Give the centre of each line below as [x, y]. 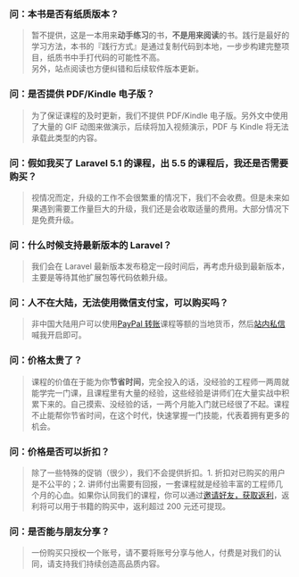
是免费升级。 [54, 220]
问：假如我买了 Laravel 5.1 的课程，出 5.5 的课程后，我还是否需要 [149, 163]
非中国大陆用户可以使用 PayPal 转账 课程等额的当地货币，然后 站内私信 [158, 324]
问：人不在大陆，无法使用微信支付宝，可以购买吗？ [119, 303]
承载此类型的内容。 [66, 138]
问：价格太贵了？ [46, 361]
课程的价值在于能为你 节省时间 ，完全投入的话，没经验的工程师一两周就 [160, 381]
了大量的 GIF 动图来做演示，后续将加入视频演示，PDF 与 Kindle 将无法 [160, 126]
